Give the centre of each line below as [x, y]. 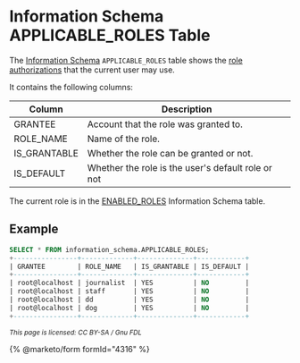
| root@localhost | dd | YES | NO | [129, 300]
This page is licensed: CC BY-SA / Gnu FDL [76, 333]
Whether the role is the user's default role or [179, 167]
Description [187, 109]
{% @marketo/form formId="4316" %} [79, 349]
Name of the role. [124, 139]
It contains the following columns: [71, 87]
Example [34, 229]
